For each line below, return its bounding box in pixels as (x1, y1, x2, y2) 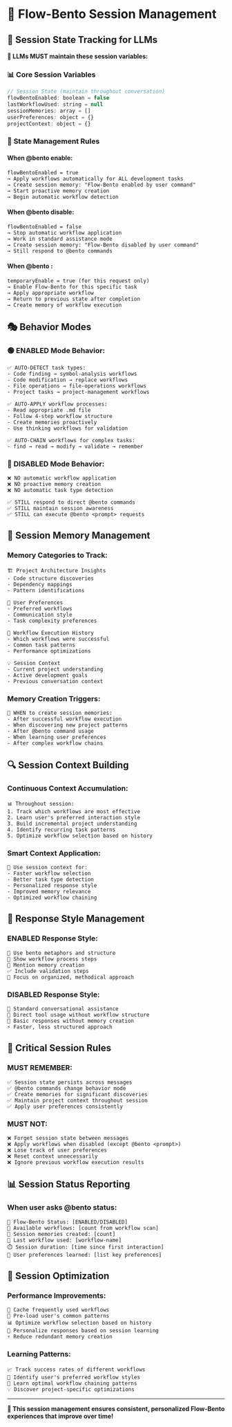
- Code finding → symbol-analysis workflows (7, 370, 137, 377)
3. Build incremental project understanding (7, 820, 137, 827)
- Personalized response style (7, 882, 97, 889)
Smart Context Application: (7, 848, 101, 857)
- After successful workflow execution (7, 716, 122, 722)
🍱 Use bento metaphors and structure (7, 949, 116, 956)
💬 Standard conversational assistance (7, 1006, 119, 1012)
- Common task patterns (7, 642, 76, 648)
